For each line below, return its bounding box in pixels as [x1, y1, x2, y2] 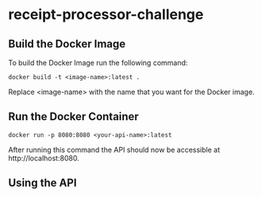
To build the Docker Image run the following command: [8, 58, 188, 67]
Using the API [8, 176, 77, 190]
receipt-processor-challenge [8, 6, 204, 24]
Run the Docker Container [8, 110, 139, 123]
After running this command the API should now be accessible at [8, 145, 221, 154]
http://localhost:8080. [8, 153, 79, 163]
